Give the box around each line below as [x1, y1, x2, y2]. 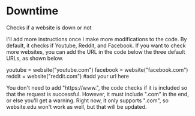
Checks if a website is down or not [6, 24, 92, 31]
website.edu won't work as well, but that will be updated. [6, 103, 147, 110]
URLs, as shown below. [6, 54, 64, 62]
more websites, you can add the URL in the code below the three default [6, 48, 185, 55]
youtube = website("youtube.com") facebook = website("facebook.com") [6, 66, 188, 73]
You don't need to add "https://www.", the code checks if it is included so [6, 84, 188, 91]
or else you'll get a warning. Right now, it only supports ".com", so [6, 97, 169, 104]
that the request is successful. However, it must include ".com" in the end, [6, 90, 189, 97]
